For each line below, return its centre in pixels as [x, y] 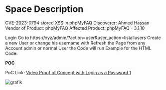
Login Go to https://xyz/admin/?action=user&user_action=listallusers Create [83, 38]
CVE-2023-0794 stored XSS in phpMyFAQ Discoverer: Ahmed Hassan [77, 23]
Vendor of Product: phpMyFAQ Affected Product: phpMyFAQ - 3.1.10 [75, 28]
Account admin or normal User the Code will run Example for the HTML [78, 48]
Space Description [44, 9]
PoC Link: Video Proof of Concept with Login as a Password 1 [68, 72]
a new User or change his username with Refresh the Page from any [75, 43]
